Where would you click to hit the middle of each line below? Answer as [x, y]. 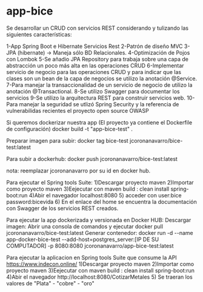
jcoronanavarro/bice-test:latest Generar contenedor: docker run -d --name [100, 233]
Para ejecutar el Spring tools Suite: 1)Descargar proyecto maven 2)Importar [100, 182]
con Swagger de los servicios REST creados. [62, 208]
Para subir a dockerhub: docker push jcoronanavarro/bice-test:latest [92, 158]
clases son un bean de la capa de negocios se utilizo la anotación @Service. [102, 78]
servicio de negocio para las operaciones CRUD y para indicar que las [94, 72]
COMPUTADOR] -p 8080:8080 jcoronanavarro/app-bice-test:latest [90, 246]
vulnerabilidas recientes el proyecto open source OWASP [78, 110]
